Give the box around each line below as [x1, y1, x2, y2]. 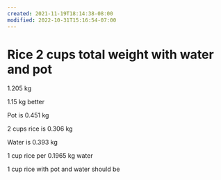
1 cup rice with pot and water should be [7, 165, 120, 174]
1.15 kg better [7, 98, 45, 106]
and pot [7, 61, 53, 77]
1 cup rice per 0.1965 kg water [7, 152, 93, 160]
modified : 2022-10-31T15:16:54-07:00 [7, 17, 117, 24]
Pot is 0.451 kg [7, 111, 49, 120]
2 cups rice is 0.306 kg [7, 124, 73, 133]
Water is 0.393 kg [7, 138, 58, 147]
